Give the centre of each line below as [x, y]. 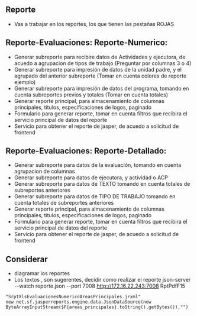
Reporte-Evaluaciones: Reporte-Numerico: [87, 43]
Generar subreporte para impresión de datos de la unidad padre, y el [98, 69]
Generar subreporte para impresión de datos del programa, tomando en [101, 88]
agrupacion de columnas [44, 172]
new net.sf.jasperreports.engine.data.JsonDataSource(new [78, 302]
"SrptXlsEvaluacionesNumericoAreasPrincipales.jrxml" [73, 297]
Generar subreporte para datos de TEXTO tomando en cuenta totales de [102, 184]
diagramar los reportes [42, 273]
